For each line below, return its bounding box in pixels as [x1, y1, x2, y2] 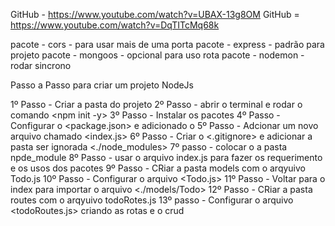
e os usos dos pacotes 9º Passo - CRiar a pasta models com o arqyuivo [10, 162, 307, 174]
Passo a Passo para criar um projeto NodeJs [10, 79, 195, 91]
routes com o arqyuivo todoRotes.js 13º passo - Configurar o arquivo [10, 194, 294, 206]
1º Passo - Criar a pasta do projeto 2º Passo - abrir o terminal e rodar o [10, 99, 303, 110]
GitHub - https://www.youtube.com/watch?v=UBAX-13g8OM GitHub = [10, 9, 300, 20]
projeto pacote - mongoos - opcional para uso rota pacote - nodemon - [10, 49, 305, 61]
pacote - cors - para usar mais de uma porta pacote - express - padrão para [10, 39, 325, 50]
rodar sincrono [10, 60, 72, 71]
